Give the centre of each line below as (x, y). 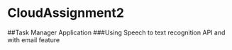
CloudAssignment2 (66, 13)
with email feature (34, 39)
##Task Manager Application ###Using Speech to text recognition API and (116, 32)
